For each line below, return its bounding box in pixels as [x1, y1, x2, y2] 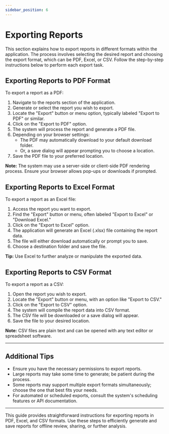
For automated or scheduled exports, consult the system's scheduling [12, 392, 158, 398]
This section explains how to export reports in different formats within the [5, 46, 157, 52]
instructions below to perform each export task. [5, 61, 104, 68]
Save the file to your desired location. [12, 318, 91, 324]
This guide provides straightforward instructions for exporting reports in [5, 412, 154, 418]
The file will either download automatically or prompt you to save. [12, 238, 148, 244]
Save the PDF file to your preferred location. [12, 153, 104, 159]
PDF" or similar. [12, 115, 45, 121]
